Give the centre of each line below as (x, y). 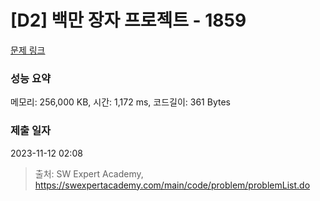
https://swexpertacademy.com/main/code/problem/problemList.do (172, 185)
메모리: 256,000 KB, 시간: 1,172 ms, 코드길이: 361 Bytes (120, 102)
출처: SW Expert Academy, (89, 173)
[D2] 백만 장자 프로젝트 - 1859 (128, 20)
